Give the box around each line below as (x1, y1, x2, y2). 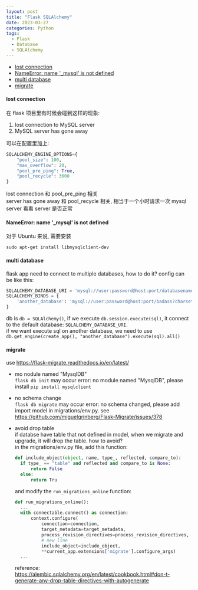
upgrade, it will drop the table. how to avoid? (14, 437, 123, 444)
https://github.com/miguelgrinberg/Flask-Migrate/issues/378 (14, 414, 163, 421)
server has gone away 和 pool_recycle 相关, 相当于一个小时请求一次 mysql (6, 198, 187, 205)
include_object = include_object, (41, 543, 121, 549)
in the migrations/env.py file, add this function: (14, 444, 128, 451)
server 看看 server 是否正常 (6, 205, 72, 212)
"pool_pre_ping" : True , (16, 168, 75, 174)
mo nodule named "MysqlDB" (14, 371, 87, 378)
